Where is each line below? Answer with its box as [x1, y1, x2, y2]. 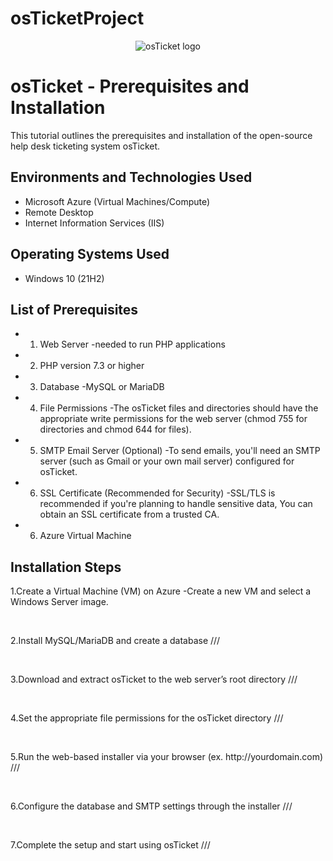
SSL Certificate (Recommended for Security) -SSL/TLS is [39, 487, 276, 499]
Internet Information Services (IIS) [24, 217, 165, 229]
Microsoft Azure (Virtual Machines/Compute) [24, 195, 211, 207]
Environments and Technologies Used [10, 169, 253, 186]
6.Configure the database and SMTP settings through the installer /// [10, 800, 293, 812]
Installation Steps [10, 558, 122, 576]
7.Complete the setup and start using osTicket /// [10, 839, 211, 851]
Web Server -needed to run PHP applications [39, 338, 226, 351]
